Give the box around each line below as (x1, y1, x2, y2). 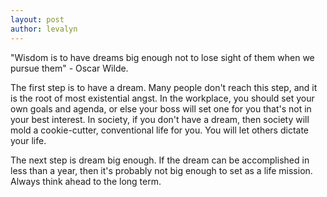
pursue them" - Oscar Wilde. (10, 62, 129, 74)
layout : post (10, 14, 65, 25)
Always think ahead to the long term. (10, 175, 162, 187)
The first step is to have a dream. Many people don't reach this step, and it (10, 81, 318, 93)
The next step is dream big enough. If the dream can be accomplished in (10, 154, 310, 166)
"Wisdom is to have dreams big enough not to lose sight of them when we (10, 51, 315, 63)
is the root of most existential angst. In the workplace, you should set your (10, 92, 315, 104)
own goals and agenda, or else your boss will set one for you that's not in (10, 102, 312, 115)
